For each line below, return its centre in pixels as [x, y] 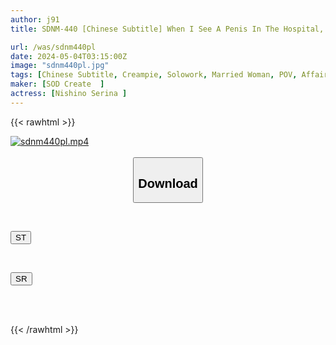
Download [168, 183]
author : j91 [35, 19]
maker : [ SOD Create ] [57, 84]
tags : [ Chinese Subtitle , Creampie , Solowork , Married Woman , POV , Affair [169, 75]
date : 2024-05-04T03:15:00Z [69, 56]
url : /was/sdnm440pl [53, 47]
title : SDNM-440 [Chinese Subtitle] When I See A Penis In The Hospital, [167, 29]
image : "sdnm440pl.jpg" [60, 66]
